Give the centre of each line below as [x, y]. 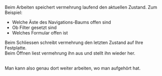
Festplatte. [16, 48]
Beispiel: [14, 12]
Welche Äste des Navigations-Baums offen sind [61, 22]
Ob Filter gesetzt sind [34, 27]
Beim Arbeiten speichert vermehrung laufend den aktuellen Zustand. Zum [81, 7]
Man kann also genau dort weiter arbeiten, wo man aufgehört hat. [73, 68]
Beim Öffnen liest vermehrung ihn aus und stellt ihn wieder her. [70, 53]
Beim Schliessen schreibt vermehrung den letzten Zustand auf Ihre [74, 42]
